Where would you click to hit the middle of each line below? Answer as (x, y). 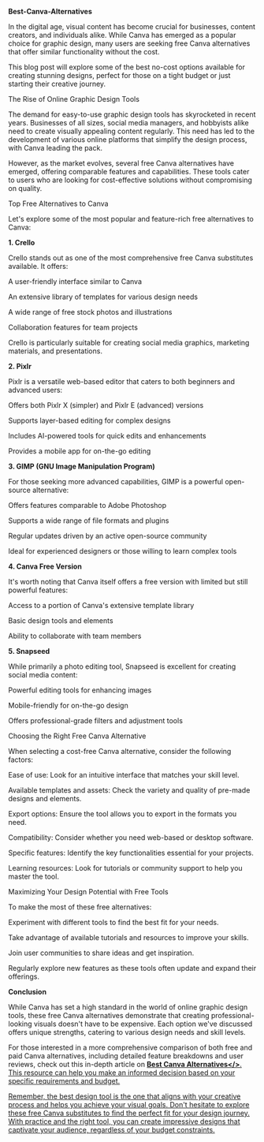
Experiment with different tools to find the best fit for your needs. (113, 922)
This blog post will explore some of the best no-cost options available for (127, 67)
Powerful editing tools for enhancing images (80, 690)
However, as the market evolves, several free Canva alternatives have (121, 163)
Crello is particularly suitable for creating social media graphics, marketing (129, 343)
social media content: (43, 675)
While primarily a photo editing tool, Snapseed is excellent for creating (122, 666)
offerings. (24, 976)
